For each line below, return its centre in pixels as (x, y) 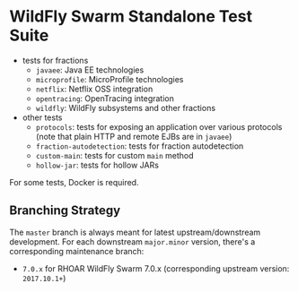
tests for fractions (55, 60)
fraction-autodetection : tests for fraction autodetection (140, 146)
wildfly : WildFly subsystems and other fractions (126, 107)
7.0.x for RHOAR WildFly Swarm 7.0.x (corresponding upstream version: (156, 268)
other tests (42, 117)
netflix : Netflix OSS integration (94, 89)
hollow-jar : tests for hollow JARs (97, 165)
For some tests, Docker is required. (74, 182)
